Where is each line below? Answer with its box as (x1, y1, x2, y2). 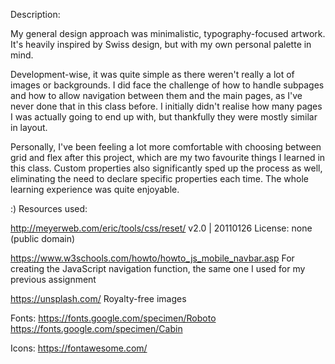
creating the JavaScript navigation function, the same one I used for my (10, 263, 306, 274)
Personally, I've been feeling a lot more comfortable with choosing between (10, 141, 322, 153)
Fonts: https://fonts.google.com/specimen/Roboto (10, 312, 217, 324)
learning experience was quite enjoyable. (10, 184, 180, 195)
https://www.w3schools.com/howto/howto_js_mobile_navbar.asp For (10, 252, 295, 264)
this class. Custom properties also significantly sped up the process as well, (10, 162, 323, 174)
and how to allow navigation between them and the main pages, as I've (10, 90, 303, 101)
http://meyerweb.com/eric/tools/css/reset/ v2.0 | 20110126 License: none (10, 222, 313, 234)
